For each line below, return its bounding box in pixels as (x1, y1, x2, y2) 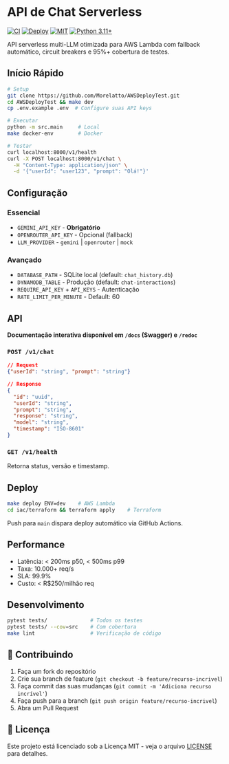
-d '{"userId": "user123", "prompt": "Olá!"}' (13, 168, 149, 175)
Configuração (7, 187, 68, 199)
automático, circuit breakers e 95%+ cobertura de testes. (7, 47, 170, 56)
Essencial (7, 208, 41, 217)
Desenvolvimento (7, 599, 85, 611)
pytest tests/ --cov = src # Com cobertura (7, 624, 137, 631)
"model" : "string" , (13, 419, 69, 426)
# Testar (7, 142, 32, 149)
